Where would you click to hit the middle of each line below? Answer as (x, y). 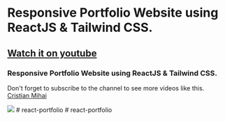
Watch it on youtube (52, 53)
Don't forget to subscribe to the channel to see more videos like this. (106, 88)
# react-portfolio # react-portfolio (64, 110)
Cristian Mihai (27, 95)
